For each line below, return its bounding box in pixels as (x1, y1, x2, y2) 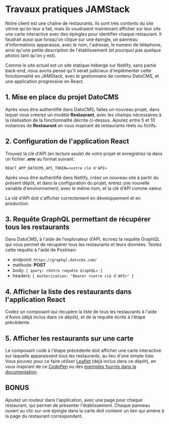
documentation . (5, 369, 38, 375)
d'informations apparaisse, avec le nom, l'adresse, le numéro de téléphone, (5, 41, 162, 47)
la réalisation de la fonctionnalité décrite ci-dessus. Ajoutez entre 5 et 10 (5, 117, 155, 123)
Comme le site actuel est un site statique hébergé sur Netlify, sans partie (5, 62, 156, 68)
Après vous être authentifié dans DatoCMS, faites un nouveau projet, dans (5, 106, 160, 112)
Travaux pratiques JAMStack (5, 4, 130, 15)
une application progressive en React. (5, 78, 84, 84)
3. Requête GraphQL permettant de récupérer (5, 215, 151, 223)
